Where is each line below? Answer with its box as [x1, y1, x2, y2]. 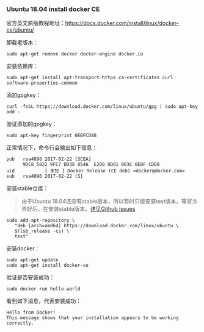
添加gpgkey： [6, 91, 42, 99]
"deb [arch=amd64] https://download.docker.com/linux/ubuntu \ [14, 223, 179, 229]
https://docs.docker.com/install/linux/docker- [65, 19, 179, 27]
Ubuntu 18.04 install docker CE [6, 5, 100, 13]
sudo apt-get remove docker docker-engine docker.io [6, 51, 144, 57]
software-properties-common [6, 80, 78, 87]
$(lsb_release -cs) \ [14, 228, 70, 235]
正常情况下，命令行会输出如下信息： [6, 144, 98, 151]
